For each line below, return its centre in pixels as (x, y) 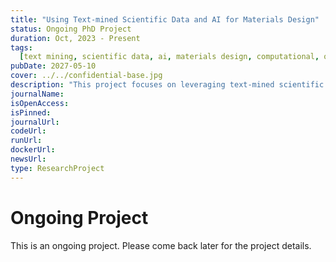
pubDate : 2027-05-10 (53, 66)
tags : (21, 47)
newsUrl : (28, 159)
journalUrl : (35, 122)
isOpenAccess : (40, 103)
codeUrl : (28, 131)
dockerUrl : (33, 150)
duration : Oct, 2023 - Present (75, 38)
